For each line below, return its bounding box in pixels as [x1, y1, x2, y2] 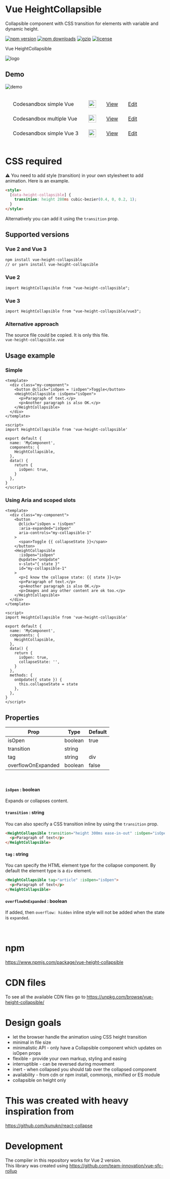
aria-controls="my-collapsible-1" [18, 530, 92, 536]
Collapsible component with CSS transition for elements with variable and [5, 20, 158, 26]
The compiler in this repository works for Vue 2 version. [5, 1157, 121, 1163]
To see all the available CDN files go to [5, 994, 86, 1000]
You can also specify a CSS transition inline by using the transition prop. [5, 820, 158, 827]
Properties [5, 713, 39, 722]
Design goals [5, 1017, 62, 1028]
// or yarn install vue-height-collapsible [5, 262, 99, 267]
